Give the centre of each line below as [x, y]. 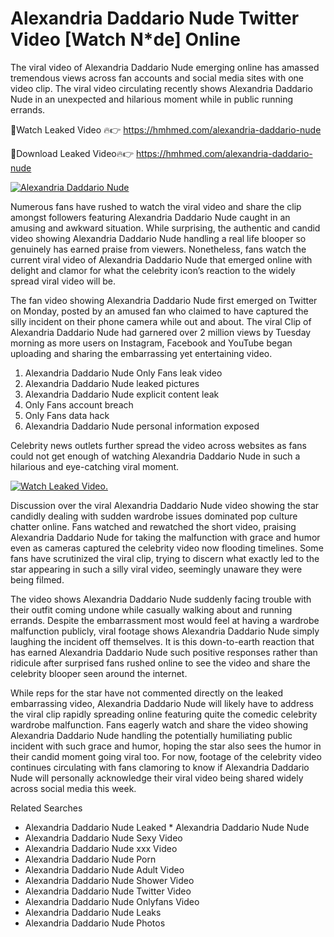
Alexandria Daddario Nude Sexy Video [103, 838]
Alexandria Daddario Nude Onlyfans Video [112, 901]
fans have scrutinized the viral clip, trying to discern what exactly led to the [165, 558]
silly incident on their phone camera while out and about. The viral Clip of [161, 321]
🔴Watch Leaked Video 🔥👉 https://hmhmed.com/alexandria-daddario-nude [166, 129]
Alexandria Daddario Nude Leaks [93, 912]
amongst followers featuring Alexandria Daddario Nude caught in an [150, 217]
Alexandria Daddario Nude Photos [95, 923]
